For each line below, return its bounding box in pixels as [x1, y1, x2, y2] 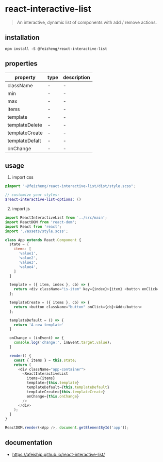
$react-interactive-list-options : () [5, 197, 81, 202]
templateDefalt [7, 137, 41, 144]
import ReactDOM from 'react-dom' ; [5, 220, 77, 224]
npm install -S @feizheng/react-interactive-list [5, 46, 108, 51]
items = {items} [26, 376, 55, 381]
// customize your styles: [5, 192, 60, 197]
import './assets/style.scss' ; [5, 229, 68, 234]
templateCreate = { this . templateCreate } [26, 389, 105, 394]
